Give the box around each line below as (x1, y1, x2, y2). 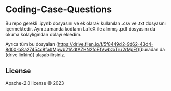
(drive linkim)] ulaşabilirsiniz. (5, 52, 65, 58)
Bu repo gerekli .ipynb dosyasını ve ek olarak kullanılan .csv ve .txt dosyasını (5, 20, 166, 26)
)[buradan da (137, 46, 165, 52)
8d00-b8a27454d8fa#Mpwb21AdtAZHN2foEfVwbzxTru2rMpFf (5, 46, 138, 52)
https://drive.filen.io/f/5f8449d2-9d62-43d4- (58, 41, 154, 47)
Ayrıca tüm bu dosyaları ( (5, 41, 58, 47)
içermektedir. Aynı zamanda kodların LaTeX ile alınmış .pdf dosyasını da (5, 25, 156, 32)
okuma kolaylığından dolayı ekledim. (5, 31, 82, 37)
